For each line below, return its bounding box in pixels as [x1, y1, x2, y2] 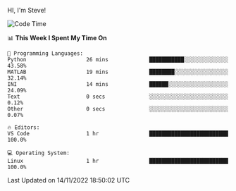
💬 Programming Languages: [7, 50, 83, 57]
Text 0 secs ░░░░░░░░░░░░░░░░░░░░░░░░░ [7, 93, 229, 100]
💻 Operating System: [7, 149, 70, 156]
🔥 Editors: [7, 124, 40, 131]
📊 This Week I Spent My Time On [7, 34, 107, 42]
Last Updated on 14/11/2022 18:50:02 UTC [7, 176, 130, 184]
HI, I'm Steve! [7, 6, 46, 14]
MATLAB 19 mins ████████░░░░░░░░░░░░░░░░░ [7, 68, 229, 75]
